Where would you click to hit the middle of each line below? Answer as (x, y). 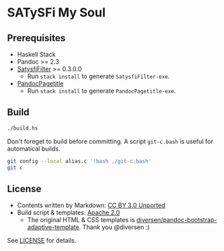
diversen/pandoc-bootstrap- (177, 220)
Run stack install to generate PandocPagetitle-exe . (101, 91)
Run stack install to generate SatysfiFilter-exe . (98, 76)
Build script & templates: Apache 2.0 (69, 213)
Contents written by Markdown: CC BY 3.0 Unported (91, 205)
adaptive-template (53, 227)
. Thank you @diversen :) (114, 227)
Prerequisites (36, 38)
